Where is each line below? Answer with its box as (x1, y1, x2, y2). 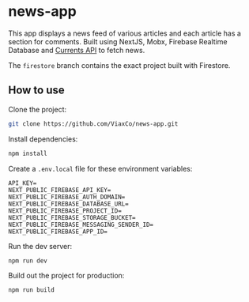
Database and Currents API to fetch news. (8, 45, 145, 55)
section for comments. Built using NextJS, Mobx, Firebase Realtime (8, 36, 228, 46)
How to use (8, 84, 65, 97)
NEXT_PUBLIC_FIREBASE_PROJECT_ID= (8, 206, 123, 215)
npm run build (8, 286, 55, 294)
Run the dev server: (8, 241, 73, 251)
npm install (8, 149, 47, 157)
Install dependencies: (8, 134, 78, 144)
